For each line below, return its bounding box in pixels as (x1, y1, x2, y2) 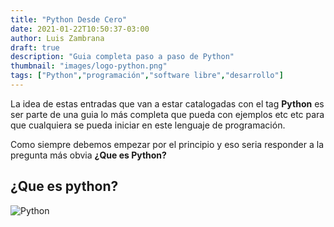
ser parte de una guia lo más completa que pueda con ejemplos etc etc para (10, 108, 325, 120)
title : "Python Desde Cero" (10, 14, 128, 25)
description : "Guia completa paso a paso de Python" (10, 52, 235, 62)
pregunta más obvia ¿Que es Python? (10, 149, 167, 161)
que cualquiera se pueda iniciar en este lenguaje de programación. (10, 119, 286, 131)
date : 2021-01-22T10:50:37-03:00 (10, 24, 150, 34)
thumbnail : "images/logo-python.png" (10, 61, 168, 71)
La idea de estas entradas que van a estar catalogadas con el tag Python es (10, 97, 325, 110)
